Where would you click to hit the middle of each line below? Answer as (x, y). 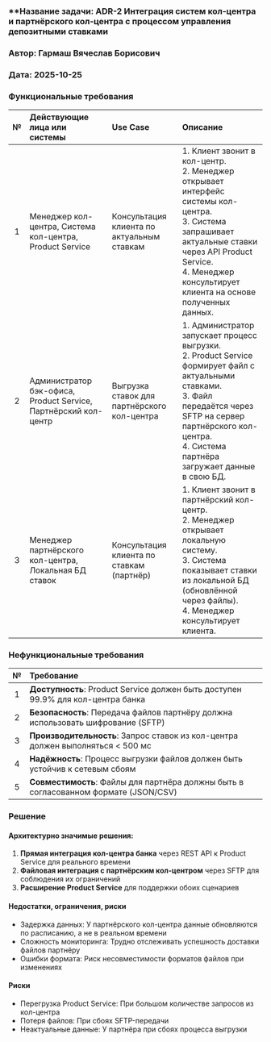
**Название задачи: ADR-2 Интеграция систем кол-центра (132, 11)
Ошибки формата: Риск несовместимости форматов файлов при (132, 958)
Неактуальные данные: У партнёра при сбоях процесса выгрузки (133, 1029)
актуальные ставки (220, 242)
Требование (54, 676)
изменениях (41, 967)
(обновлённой (210, 590)
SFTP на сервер (213, 416)
